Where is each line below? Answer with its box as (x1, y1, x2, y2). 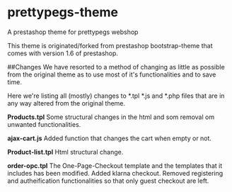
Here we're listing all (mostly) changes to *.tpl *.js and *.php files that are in (7, 91, 225, 100)
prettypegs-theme (7, 4, 119, 21)
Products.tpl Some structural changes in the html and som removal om (7, 113, 214, 121)
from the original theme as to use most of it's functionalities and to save (7, 70, 216, 79)
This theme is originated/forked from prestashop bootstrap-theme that (7, 41, 214, 50)
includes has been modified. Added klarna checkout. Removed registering (7, 169, 224, 177)
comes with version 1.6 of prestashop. (7, 49, 119, 57)
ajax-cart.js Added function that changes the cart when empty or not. (7, 134, 212, 142)
